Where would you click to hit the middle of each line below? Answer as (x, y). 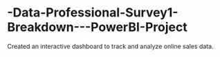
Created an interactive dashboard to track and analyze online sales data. (110, 46)
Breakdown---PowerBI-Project (98, 27)
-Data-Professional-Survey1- (93, 13)
